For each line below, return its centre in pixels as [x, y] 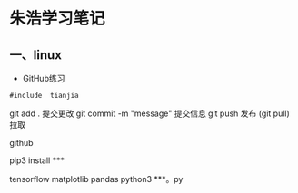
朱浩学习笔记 [58, 19]
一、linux [35, 55]
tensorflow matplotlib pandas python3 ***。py [96, 179]
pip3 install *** [37, 160]
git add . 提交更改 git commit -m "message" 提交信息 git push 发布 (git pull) [150, 113]
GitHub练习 [44, 78]
